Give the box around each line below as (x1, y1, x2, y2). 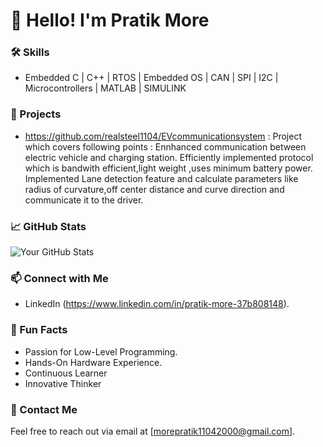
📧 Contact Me (10, 402, 78, 416)
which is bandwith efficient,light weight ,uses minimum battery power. (24, 162, 313, 174)
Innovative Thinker (24, 377, 102, 389)
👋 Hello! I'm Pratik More (10, 9, 210, 32)
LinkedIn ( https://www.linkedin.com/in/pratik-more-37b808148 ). (24, 298, 290, 310)
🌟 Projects (10, 107, 62, 121)
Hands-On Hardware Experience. (24, 356, 163, 368)
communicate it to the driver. (24, 194, 144, 206)
